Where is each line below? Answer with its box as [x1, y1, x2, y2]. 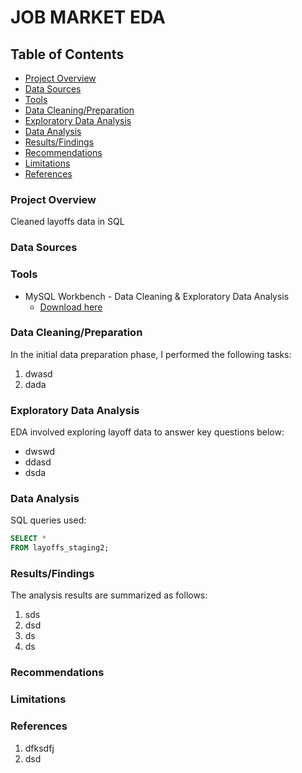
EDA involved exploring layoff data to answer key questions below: [10, 426, 285, 438]
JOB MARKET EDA [10, 6, 166, 29]
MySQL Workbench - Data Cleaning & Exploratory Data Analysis [24, 290, 290, 302]
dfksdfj [24, 742, 55, 754]
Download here [39, 301, 103, 313]
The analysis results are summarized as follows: [10, 589, 208, 601]
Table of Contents [10, 46, 125, 63]
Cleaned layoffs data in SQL [10, 216, 125, 228]
